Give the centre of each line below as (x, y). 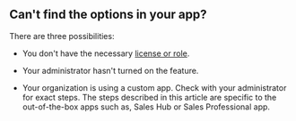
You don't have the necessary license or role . (106, 53)
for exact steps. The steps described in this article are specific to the (149, 97)
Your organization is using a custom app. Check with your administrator (154, 87)
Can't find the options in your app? (109, 15)
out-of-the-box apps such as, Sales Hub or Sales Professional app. (146, 107)
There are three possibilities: (62, 36)
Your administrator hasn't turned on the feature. (110, 70)
